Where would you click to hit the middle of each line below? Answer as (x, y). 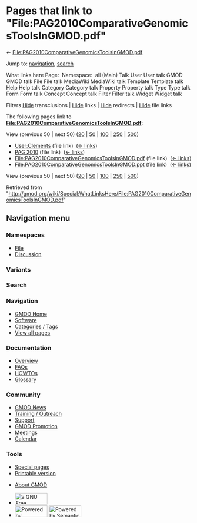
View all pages (32, 332)
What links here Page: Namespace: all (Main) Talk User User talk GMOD (94, 75)
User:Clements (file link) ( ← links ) (56, 145)
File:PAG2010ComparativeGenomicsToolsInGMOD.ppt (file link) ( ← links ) (103, 164)
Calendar (26, 439)
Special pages (32, 467)
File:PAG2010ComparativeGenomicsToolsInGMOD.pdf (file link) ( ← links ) (103, 158)
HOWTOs (26, 373)
